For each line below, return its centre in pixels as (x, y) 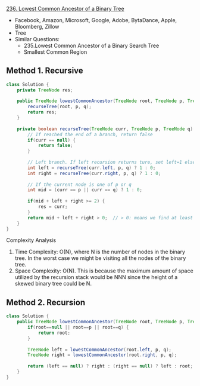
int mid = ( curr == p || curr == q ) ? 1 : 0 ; (85, 190)
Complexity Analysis (31, 240)
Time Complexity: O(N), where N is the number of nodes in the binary (100, 252)
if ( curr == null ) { (52, 140)
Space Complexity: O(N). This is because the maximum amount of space (104, 271)
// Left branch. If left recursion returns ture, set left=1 (105, 163)
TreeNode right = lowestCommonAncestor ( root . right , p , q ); (102, 355)
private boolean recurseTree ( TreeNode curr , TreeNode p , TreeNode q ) (105, 129)
